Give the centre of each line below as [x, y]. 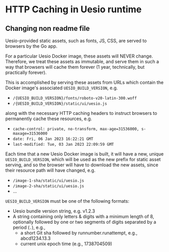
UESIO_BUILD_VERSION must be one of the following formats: [67, 201]
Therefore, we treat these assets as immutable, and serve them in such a [82, 62]
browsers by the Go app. [31, 46]
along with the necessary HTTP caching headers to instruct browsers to [81, 113]
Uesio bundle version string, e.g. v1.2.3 [54, 211]
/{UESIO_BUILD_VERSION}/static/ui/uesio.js [60, 104]
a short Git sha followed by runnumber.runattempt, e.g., [79, 233]
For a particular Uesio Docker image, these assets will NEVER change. [79, 56]
